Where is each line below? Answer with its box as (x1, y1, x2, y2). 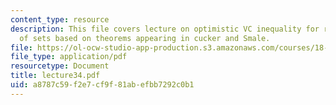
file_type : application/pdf (10, 52, 128, 62)
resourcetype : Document (10, 61, 110, 71)
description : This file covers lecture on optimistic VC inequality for (10, 24, 320, 34)
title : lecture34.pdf (10, 71, 101, 81)
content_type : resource (10, 14, 110, 25)
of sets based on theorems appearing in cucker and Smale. (19, 33, 271, 43)
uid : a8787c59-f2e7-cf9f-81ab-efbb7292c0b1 (10, 80, 195, 90)
